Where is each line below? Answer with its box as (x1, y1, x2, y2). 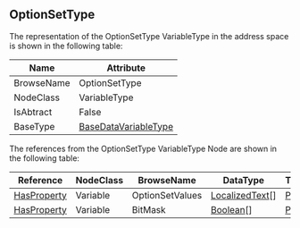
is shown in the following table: (9, 40, 123, 51)
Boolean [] (211, 203, 253, 215)
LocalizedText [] (211, 189, 277, 201)
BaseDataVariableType (79, 120, 174, 132)
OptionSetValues (131, 189, 203, 201)
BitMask (131, 203, 167, 215)
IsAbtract (13, 106, 53, 118)
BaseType (13, 120, 55, 132)
